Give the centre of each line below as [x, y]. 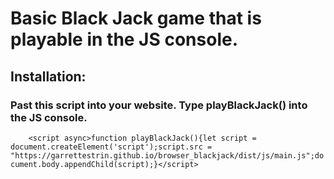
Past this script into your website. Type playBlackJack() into [159, 105]
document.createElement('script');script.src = [111, 147]
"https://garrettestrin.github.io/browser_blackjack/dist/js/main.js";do [167, 155]
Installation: [48, 76]
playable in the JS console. [124, 39]
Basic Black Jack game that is [136, 18]
